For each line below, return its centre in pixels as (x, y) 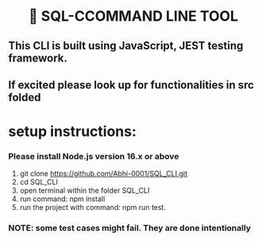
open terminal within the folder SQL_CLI (85, 191)
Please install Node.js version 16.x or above (94, 157)
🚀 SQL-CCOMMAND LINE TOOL (133, 16)
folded (25, 97)
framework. (38, 58)
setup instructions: (73, 132)
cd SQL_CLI (39, 182)
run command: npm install (62, 199)
